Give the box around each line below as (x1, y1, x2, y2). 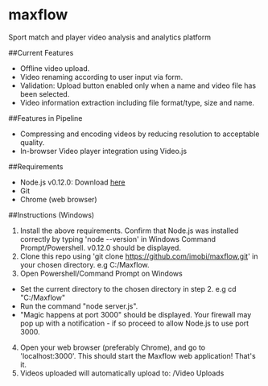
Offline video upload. (19, 63, 90, 73)
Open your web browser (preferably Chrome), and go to (19, 342, 206, 352)
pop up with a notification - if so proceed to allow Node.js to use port (19, 318, 249, 328)
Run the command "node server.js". (19, 301, 138, 311)
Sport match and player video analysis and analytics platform (8, 32, 212, 42)
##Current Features (8, 48, 74, 57)
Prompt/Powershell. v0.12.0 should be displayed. (19, 243, 181, 252)
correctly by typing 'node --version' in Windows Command (19, 234, 216, 243)
